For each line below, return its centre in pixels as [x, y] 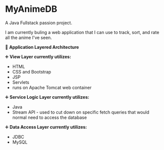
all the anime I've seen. [29, 37]
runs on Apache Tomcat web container [52, 87]
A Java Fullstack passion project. [39, 23]
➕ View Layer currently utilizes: [38, 56]
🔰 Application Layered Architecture [42, 47]
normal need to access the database [50, 117]
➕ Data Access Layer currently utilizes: [46, 127]
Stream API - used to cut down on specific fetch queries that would [81, 112]
